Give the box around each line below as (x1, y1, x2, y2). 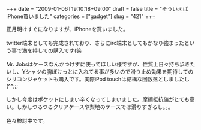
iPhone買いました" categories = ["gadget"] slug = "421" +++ (6, 13, 156, 20)
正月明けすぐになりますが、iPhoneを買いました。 (6, 26, 129, 32)
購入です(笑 (53, 47, 82, 54)
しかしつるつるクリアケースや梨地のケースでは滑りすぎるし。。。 (16, 104, 174, 110)
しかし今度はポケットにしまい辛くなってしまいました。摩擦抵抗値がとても (6, 96, 190, 103)
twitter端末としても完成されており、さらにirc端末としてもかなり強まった (6, 40, 185, 46)
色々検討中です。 (6, 117, 48, 124)
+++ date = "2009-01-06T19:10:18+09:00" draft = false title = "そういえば (6, 5, 189, 12)
